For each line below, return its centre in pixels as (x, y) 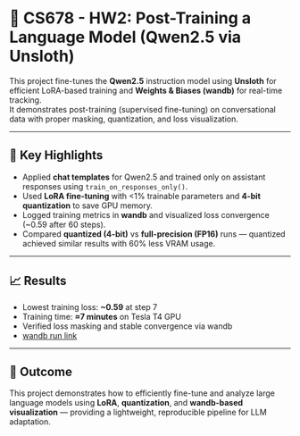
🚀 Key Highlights (56, 155)
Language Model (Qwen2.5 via (125, 37)
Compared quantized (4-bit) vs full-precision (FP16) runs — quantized (154, 234)
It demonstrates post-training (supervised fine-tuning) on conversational (143, 109)
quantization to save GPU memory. (87, 205)
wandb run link (50, 335)
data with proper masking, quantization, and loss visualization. (124, 119)
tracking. (25, 100)
